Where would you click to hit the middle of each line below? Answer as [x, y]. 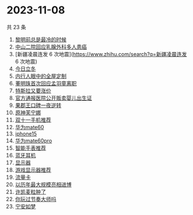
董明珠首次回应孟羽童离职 [46, 83]
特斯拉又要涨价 [33, 91]
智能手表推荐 [30, 148]
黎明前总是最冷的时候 [41, 39]
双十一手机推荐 [33, 120]
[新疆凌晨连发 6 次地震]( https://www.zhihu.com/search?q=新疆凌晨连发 [101, 54]
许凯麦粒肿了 [30, 192]
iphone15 [26, 133]
